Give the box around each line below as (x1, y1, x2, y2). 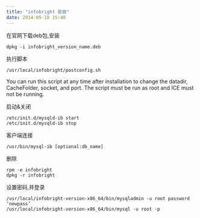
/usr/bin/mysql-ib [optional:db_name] (6, 143, 104, 149)
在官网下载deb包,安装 (6, 31, 60, 39)
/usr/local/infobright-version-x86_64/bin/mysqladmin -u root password (6, 195, 190, 202)
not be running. (6, 90, 45, 98)
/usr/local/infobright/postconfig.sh (6, 67, 101, 73)
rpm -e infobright (6, 167, 52, 173)
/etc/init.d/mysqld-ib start (6, 115, 80, 121)
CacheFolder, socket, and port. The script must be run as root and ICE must (6, 84, 194, 91)
